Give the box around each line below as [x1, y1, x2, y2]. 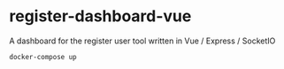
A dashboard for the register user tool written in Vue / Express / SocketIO [9, 35, 276, 46]
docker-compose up [9, 52, 77, 61]
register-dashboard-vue [9, 6, 192, 27]
